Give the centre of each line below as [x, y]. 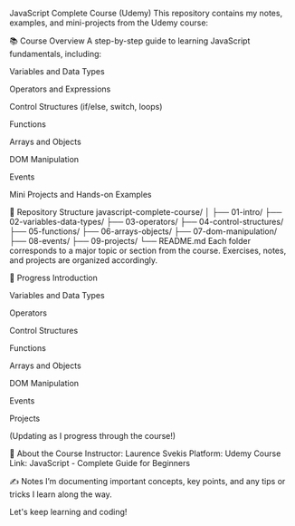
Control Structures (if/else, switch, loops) [86, 107]
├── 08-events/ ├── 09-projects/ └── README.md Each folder [130, 241]
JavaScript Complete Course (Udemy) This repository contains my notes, [146, 13]
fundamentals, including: [56, 54]
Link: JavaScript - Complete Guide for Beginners [100, 463]
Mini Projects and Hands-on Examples [81, 195]
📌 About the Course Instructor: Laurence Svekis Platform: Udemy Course [145, 453]
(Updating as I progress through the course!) [93, 436]
